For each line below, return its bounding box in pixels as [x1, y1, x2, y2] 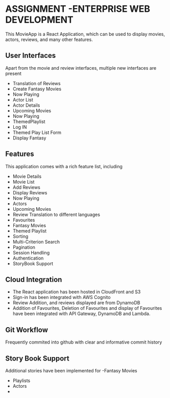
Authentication [12, 255, 44, 261]
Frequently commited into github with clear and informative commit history [5, 339, 162, 345]
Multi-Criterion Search [12, 238, 60, 245]
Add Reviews [12, 184, 41, 190]
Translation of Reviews [12, 80, 61, 86]
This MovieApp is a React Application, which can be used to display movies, [5, 31, 165, 37]
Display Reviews [12, 189, 47, 195]
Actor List [12, 96, 33, 103]
